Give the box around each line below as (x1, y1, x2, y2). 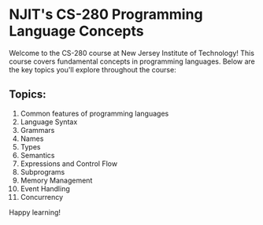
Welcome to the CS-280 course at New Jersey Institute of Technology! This (9, 48, 255, 57)
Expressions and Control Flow (20, 159, 117, 168)
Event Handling (20, 183, 70, 194)
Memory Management (20, 175, 93, 185)
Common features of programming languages (20, 109, 169, 118)
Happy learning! (9, 207, 61, 217)
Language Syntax (20, 116, 78, 127)
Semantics (20, 150, 55, 160)
